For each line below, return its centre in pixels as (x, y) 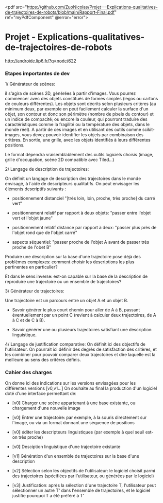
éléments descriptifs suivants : (36, 189)
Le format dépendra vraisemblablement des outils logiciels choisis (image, (79, 155)
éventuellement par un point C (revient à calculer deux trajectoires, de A (84, 315)
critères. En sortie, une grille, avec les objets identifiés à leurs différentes (78, 140)
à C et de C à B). (28, 320)
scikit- (149, 130)
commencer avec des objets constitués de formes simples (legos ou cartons (81, 99)
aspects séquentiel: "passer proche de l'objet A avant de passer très (81, 242)
